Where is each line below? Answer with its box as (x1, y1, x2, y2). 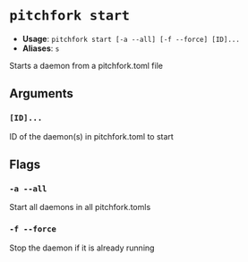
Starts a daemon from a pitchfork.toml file (9, 60, 164, 71)
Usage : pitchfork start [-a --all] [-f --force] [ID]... (21, 33, 240, 44)
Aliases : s (21, 43, 60, 54)
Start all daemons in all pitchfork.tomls (9, 202, 151, 213)
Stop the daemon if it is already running (9, 242, 155, 253)
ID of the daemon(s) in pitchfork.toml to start (9, 131, 175, 141)
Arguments (9, 86, 74, 101)
